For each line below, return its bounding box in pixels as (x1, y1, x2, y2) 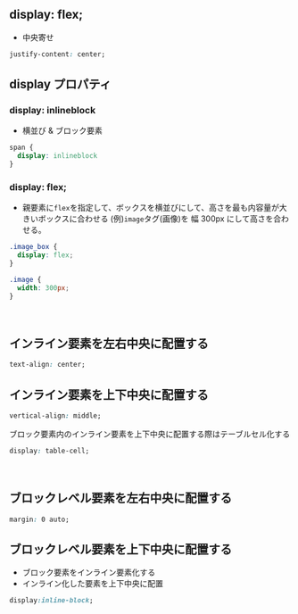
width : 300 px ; (17, 283, 70, 293)
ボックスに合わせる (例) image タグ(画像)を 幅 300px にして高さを (37, 213, 274, 224)
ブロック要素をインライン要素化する (21, 567, 156, 578)
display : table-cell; (9, 446, 90, 455)
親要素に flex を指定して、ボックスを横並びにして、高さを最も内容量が (21, 203, 279, 213)
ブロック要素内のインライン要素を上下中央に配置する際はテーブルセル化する (9, 428, 291, 439)
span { (9, 143, 34, 153)
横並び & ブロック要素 (21, 125, 103, 137)
